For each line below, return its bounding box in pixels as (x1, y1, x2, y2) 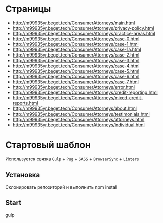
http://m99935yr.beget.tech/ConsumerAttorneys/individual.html (12, 122, 145, 128)
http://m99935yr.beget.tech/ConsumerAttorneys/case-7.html (12, 79, 139, 85)
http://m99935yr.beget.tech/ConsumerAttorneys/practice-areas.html (12, 30, 156, 36)
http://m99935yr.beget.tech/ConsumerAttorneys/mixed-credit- (12, 94, 143, 101)
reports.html (12, 100, 38, 106)
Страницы (5, 3, 51, 15)
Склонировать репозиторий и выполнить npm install (5, 184, 117, 190)
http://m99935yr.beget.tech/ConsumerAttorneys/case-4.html (12, 63, 140, 69)
